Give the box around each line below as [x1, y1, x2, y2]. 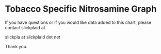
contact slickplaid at [5, 24, 45, 30]
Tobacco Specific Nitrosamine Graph [5, 3, 157, 15]
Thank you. [5, 43, 28, 49]
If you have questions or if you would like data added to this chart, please [5, 19, 152, 25]
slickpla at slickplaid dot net [5, 34, 61, 40]
